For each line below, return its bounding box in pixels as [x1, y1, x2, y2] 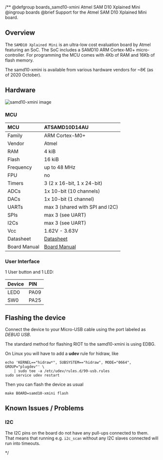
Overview [5, 29, 36, 37]
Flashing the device [5, 313, 66, 322]
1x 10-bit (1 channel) [44, 196, 94, 202]
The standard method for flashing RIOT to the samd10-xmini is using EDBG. [5, 341, 156, 347]
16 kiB [44, 156, 59, 163]
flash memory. [5, 57, 34, 63]
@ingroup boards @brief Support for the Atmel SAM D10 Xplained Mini [5, 9, 147, 15]
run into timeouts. [5, 440, 40, 446]
